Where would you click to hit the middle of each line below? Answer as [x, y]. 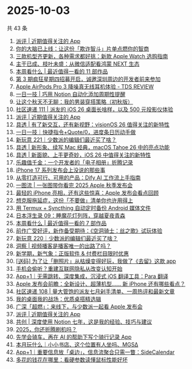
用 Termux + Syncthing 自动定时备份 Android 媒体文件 [83, 208]
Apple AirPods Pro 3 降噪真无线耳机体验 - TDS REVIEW [85, 86]
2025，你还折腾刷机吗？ [46, 329]
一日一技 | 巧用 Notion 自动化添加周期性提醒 [70, 94]
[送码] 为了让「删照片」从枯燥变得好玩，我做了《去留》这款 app [96, 261]
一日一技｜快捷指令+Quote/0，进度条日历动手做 [76, 132]
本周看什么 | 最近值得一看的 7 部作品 [61, 223]
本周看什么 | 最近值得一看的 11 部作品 [62, 71]
